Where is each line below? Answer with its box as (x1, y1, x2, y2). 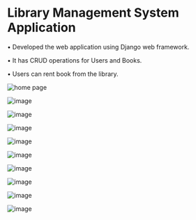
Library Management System (7, 5, 179, 21)
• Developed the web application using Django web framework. (7, 42, 190, 51)
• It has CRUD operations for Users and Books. (7, 56, 142, 64)
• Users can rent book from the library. (7, 70, 119, 78)
